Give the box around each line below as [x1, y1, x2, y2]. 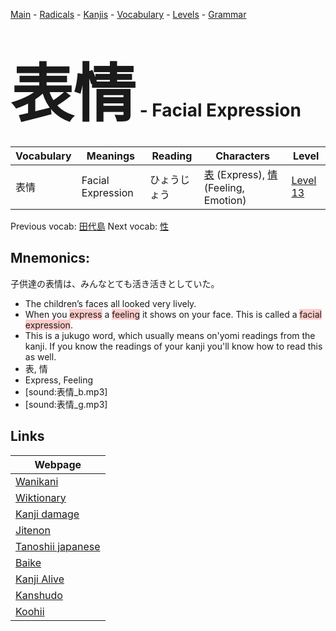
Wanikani [15, 474, 59, 488]
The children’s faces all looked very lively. [24, 297, 197, 309]
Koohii [15, 604, 45, 618]
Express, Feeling [24, 374, 94, 386]
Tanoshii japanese [15, 539, 101, 553]
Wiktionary [15, 490, 67, 504]
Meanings [86, 149, 136, 163]
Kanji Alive [15, 572, 65, 586]
